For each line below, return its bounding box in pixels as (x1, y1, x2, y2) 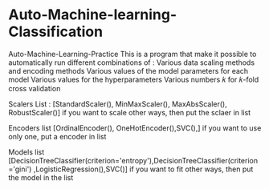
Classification (8, 22, 103, 41)
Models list (8, 147, 45, 157)
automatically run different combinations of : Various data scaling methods (8, 58, 255, 67)
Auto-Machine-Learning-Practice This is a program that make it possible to (8, 49, 257, 58)
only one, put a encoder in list (8, 131, 107, 141)
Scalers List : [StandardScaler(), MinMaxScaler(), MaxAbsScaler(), (8, 99, 227, 109)
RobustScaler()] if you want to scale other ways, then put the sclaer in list (8, 107, 251, 117)
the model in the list (8, 172, 74, 182)
